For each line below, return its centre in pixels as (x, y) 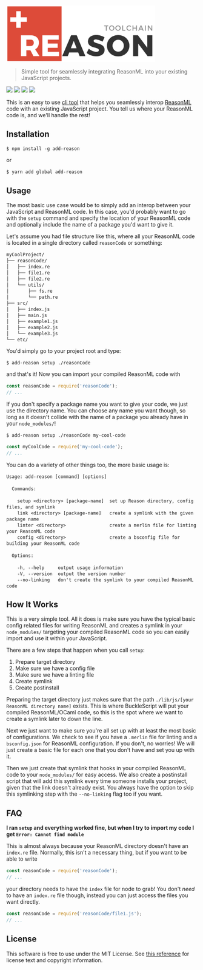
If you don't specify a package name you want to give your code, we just (97, 404)
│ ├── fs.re (29, 291)
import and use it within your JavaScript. (57, 638)
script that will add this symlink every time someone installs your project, (97, 781)
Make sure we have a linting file (55, 675)
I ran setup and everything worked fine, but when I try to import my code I (100, 828)
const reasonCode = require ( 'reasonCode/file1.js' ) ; (74, 914)
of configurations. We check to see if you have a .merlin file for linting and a (102, 737)
